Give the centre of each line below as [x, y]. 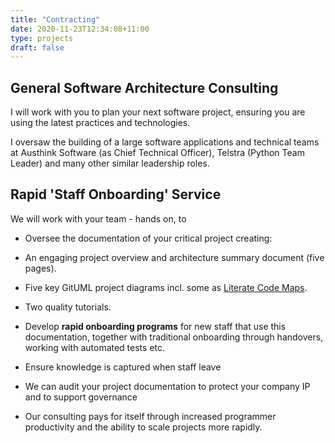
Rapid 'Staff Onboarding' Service [116, 194]
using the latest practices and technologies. [100, 123]
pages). [40, 268]
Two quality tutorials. [68, 307]
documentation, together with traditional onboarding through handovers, [174, 337]
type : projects [42, 38]
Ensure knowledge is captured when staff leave [123, 367]
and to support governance [81, 397]
